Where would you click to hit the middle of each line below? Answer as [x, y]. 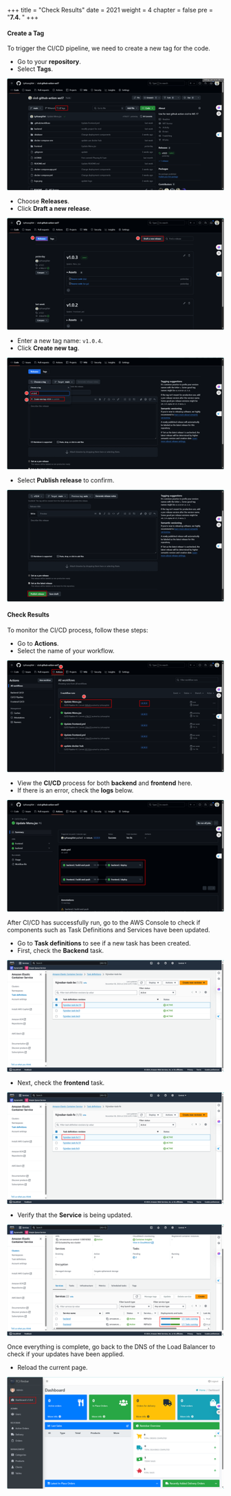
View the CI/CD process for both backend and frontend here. [104, 783]
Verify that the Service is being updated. [75, 1215]
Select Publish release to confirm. [66, 480]
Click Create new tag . [48, 348]
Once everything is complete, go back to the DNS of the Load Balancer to [111, 1347]
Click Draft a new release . [54, 209]
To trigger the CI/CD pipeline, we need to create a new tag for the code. [109, 48]
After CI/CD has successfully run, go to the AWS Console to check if [104, 922]
